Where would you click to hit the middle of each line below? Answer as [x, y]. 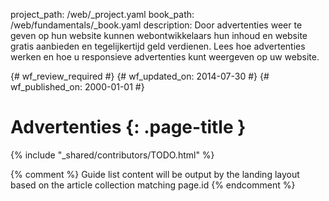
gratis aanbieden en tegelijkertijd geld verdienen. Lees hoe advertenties [158, 46]
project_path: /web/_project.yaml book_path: [102, 14]
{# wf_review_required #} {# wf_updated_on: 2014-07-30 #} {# [140, 76]
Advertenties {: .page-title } [128, 127]
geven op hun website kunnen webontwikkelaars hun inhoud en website [159, 35]
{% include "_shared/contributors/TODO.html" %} [112, 155]
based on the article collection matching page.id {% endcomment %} [153, 185]
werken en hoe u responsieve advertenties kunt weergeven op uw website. [165, 57]
